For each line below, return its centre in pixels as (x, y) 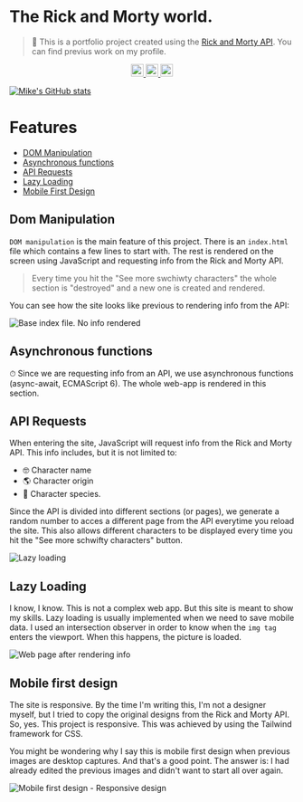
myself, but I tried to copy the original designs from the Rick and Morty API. (149, 714)
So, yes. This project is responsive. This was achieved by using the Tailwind (151, 724)
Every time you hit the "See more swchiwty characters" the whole (154, 278)
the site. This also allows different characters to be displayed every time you (151, 530)
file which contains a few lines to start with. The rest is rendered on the (142, 251)
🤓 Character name (57, 470)
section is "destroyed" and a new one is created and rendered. (148, 288)
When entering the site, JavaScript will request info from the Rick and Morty (151, 443)
